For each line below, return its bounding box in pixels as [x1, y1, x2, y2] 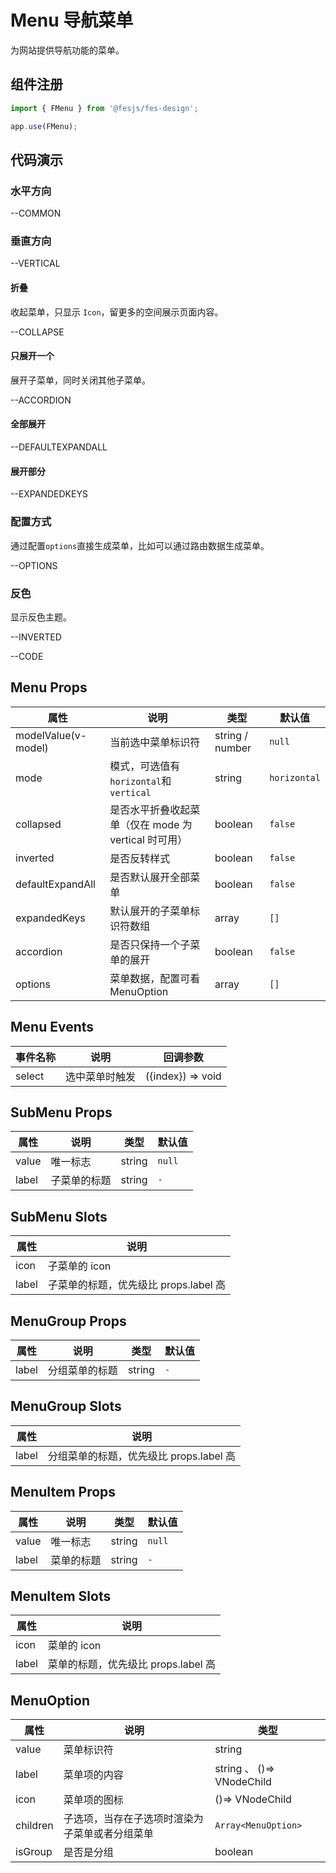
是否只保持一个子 [109, 937, 191, 951]
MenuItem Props [10, 1484, 117, 1501]
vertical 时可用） [109, 832, 188, 846]
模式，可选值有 [109, 759, 181, 773]
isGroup [15, 1845, 53, 1859]
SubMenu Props [10, 1104, 113, 1121]
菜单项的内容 [63, 1768, 124, 1782]
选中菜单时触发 [65, 1069, 137, 1083]
